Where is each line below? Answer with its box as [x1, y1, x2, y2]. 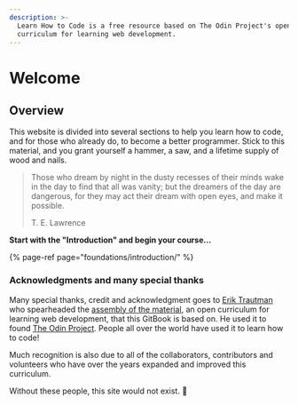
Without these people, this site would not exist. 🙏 [9, 385, 188, 396]
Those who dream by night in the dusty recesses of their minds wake [30, 172, 285, 183]
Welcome [9, 67, 81, 88]
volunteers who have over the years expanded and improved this [9, 359, 247, 369]
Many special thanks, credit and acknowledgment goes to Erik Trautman [9, 294, 273, 305]
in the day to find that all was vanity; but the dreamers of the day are [30, 181, 281, 192]
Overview [9, 103, 65, 118]
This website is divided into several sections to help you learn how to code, [9, 126, 284, 138]
